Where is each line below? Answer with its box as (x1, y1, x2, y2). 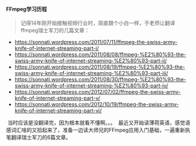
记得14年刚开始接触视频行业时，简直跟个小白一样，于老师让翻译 (20, 19, 175, 26)
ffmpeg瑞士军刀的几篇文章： (20, 27, 90, 34)
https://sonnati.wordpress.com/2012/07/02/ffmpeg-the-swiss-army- (14, 89, 181, 96)
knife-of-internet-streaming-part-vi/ (14, 107, 102, 114)
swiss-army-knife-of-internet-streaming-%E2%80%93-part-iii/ (14, 70, 168, 77)
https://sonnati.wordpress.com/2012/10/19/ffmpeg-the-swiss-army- (14, 101, 179, 108)
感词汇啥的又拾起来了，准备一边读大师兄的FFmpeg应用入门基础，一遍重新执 (6, 127, 191, 134)
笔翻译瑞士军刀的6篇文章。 (6, 134, 72, 141)
